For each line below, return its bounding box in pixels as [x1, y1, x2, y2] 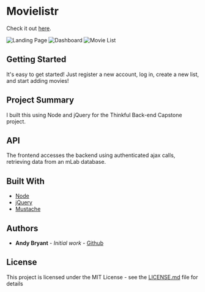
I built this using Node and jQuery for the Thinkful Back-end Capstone [6, 111, 182, 118]
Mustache [15, 206, 41, 213]
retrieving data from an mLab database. [6, 158, 106, 166]
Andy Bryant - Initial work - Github [15, 239, 104, 247]
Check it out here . [6, 25, 52, 32]
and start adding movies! [6, 77, 69, 84]
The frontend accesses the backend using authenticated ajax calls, [6, 152, 176, 159]
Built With [6, 176, 45, 186]
